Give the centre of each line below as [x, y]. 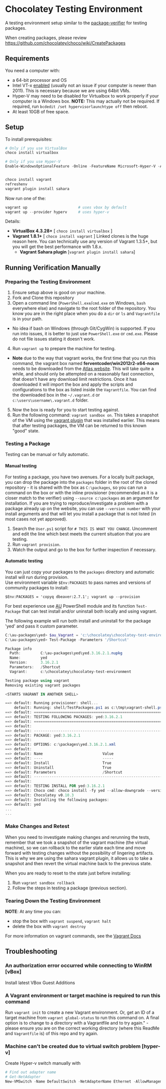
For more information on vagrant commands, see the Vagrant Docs [73, 936]
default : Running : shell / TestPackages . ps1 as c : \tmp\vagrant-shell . [86, 708]
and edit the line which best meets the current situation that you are [81, 534]
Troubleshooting [31, 952]
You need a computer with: [33, 70]
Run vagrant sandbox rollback [43, 882]
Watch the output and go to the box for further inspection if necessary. [84, 549]
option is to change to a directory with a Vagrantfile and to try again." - [77, 1023]
